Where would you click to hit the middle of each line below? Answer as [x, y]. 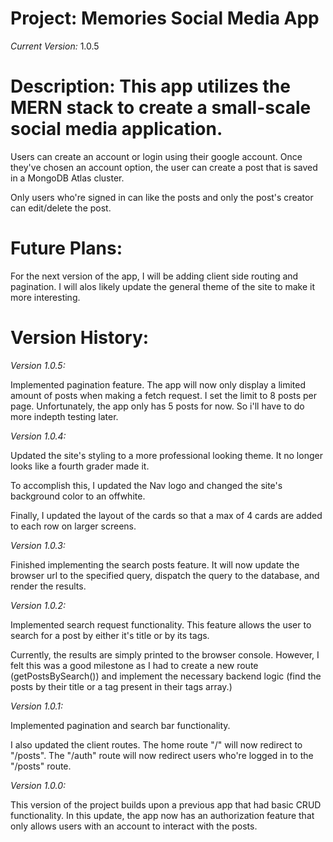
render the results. [48, 586]
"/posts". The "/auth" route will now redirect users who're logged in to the [162, 755]
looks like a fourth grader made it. [80, 466]
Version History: [80, 338]
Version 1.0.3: [38, 545]
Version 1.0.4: [38, 436]
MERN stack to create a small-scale [161, 108]
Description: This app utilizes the [150, 86]
